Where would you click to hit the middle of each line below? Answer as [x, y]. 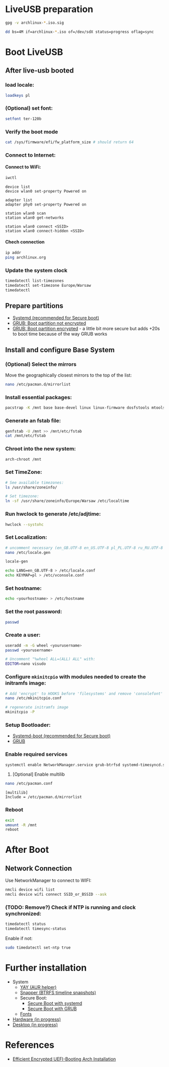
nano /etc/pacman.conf [29, 784]
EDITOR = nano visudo [26, 664]
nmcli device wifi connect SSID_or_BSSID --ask [56, 895]
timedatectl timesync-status [36, 929]
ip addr [13, 253]
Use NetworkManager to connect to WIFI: [48, 881]
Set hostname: [23, 588]
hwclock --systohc [24, 524]
